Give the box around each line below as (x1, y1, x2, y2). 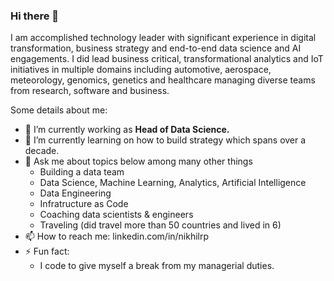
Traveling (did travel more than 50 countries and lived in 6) (39, 219, 282, 231)
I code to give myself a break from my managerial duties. (39, 260, 275, 272)
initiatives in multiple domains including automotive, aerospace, (10, 64, 272, 76)
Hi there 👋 (10, 9, 60, 23)
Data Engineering (39, 187, 112, 199)
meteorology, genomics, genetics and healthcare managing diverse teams (10, 74, 316, 86)
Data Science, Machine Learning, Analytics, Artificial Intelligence (39, 177, 307, 189)
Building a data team (39, 166, 125, 178)
